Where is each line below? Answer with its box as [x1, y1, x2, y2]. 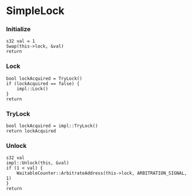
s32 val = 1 [6, 38, 35, 45]
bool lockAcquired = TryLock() [6, 75, 83, 82]
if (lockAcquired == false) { [6, 80, 80, 86]
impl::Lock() [16, 86, 49, 92]
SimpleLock [6, 4, 65, 18]
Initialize [6, 25, 31, 33]
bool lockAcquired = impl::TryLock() [6, 123, 98, 129]
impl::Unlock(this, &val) [6, 160, 69, 166]
